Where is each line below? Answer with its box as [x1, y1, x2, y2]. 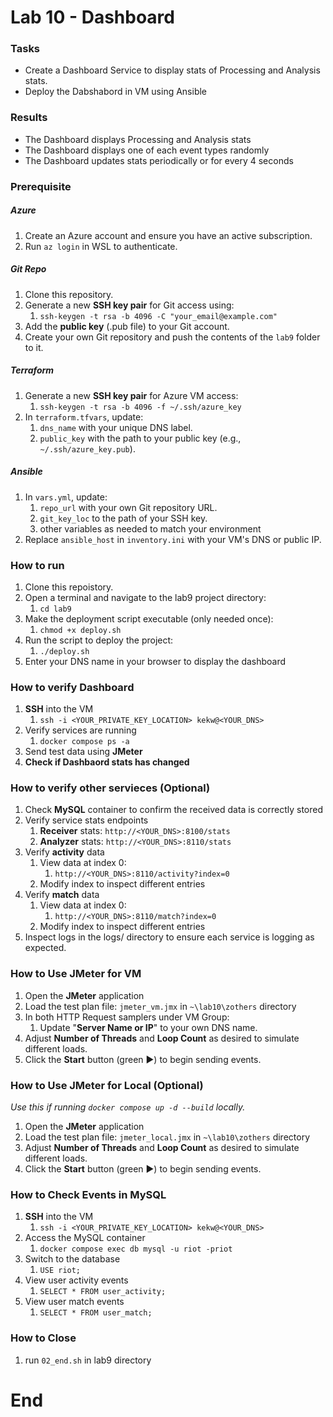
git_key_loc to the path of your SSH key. [39, 512, 208, 524]
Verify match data [24, 889, 100, 901]
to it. [24, 341, 44, 353]
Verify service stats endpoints [24, 814, 149, 826]
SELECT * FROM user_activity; [39, 1287, 167, 1297]
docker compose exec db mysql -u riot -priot [39, 1244, 233, 1255]
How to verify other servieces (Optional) [10, 781, 211, 795]
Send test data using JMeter [24, 746, 143, 758]
